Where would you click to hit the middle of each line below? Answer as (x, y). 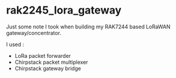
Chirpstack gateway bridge (48, 68)
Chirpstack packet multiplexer (51, 62)
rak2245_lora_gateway (64, 10)
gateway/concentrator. (34, 32)
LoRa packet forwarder (43, 56)
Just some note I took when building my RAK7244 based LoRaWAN (88, 27)
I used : (15, 44)
